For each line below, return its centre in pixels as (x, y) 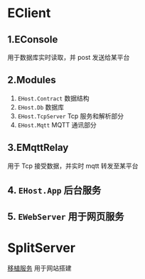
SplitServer (42, 248)
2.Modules (32, 80)
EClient (29, 13)
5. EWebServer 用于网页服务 (66, 217)
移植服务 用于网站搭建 (39, 268)
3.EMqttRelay (38, 148)
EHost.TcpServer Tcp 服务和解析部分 (71, 116)
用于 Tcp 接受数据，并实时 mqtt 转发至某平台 (73, 166)
